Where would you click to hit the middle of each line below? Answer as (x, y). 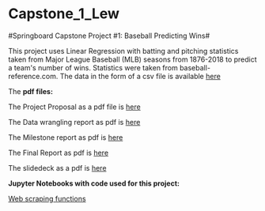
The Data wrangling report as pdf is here (74, 122)
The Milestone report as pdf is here (66, 137)
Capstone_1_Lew (64, 14)
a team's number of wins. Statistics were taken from (93, 67)
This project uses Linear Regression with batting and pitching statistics (123, 51)
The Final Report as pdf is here (59, 153)
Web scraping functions (47, 198)
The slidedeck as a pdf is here (57, 168)
